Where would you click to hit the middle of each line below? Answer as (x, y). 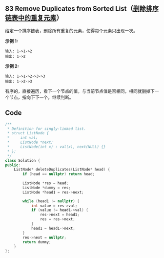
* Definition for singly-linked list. (47, 129)
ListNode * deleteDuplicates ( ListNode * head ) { (62, 170)
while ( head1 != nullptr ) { (51, 201)
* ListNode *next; (30, 142)
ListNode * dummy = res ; (47, 188)
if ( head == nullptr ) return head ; (59, 174)
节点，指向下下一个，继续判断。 (41, 97)
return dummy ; (37, 242)
